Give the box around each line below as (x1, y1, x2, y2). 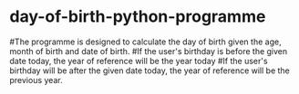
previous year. (9, 74, 63, 85)
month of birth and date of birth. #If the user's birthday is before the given (9, 45, 288, 56)
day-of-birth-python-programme (9, 6, 266, 27)
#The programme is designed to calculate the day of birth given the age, (9, 36, 282, 47)
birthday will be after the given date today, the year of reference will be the (9, 65, 290, 76)
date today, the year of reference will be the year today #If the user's (9, 55, 268, 66)
